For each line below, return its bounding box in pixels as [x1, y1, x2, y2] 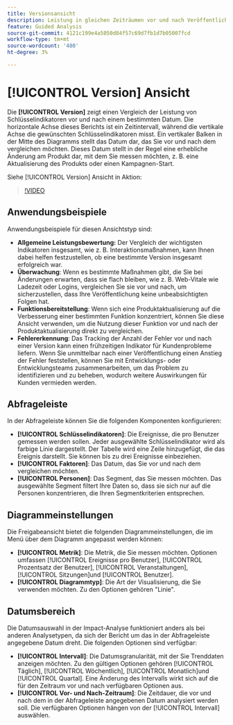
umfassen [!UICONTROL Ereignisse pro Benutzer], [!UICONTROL [17, 556, 202, 564]
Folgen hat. [17, 297, 50, 305]
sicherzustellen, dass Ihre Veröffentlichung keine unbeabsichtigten [17, 289, 208, 298]
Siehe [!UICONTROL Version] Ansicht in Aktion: [7, 173, 142, 181]
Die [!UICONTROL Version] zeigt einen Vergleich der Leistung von [7, 108, 197, 116]
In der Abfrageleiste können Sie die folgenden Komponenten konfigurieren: [7, 417, 222, 425]
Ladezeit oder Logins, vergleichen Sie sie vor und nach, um [17, 282, 187, 291]
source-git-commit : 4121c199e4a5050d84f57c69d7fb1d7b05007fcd [7, 29, 191, 37]
